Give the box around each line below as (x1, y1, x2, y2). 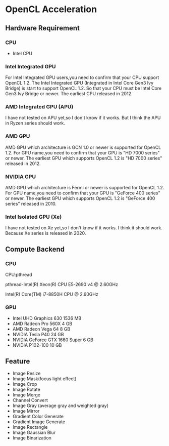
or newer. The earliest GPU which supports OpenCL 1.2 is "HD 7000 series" (5, 155, 162, 161)
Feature (5, 357, 30, 366)
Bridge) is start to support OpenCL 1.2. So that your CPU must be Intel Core (5, 85, 162, 92)
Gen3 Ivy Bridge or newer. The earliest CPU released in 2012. (5, 91, 133, 97)
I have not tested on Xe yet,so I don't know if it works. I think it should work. (5, 225, 163, 231)
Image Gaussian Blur (12, 429, 56, 436)
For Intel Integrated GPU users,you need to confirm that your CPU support (5, 74, 159, 80)
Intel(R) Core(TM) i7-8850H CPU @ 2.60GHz (5, 291, 98, 297)
